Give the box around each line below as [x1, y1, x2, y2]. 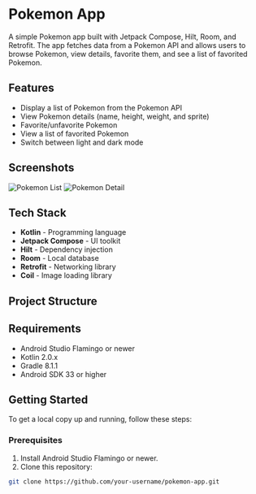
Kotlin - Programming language [20, 227, 127, 237]
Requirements [8, 322, 81, 336]
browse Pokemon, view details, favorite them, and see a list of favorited [8, 49, 248, 58]
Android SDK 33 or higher [20, 369, 107, 379]
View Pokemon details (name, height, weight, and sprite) [20, 111, 210, 121]
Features [8, 81, 54, 95]
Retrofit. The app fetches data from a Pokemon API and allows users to [8, 40, 246, 50]
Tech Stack [8, 206, 67, 219]
